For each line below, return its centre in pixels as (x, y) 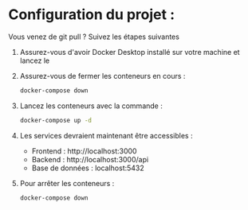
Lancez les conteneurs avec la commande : (91, 106)
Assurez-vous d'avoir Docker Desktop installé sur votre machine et (130, 52)
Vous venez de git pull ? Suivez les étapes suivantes (94, 37)
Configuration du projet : (92, 15)
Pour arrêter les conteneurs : (67, 183)
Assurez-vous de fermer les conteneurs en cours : (102, 76)
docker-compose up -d (55, 120)
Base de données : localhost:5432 (88, 168)
